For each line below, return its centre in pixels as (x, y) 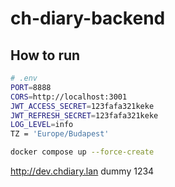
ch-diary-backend (88, 18)
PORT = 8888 (31, 87)
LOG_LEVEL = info (42, 125)
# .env (24, 78)
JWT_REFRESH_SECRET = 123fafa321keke (84, 115)
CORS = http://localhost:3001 (69, 97)
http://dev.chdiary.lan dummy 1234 (82, 171)
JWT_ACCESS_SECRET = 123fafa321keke (82, 106)
